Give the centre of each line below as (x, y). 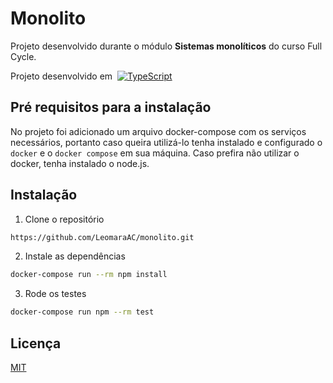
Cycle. (23, 56)
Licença (36, 343)
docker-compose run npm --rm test (82, 312)
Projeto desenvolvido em (61, 76)
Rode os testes (55, 294)
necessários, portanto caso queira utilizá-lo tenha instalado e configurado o (166, 142)
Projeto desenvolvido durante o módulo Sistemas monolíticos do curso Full (166, 46)
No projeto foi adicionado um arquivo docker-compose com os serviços (158, 131)
